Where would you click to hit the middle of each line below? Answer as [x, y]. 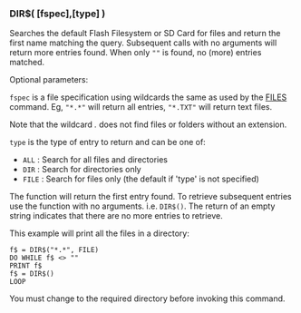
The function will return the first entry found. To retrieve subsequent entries [150, 197]
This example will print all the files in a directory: [100, 233]
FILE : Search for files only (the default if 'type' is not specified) [141, 179]
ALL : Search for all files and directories [95, 160]
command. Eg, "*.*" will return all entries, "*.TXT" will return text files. [141, 107]
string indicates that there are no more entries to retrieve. [117, 216]
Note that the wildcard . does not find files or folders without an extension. [148, 124]
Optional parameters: [49, 80]
